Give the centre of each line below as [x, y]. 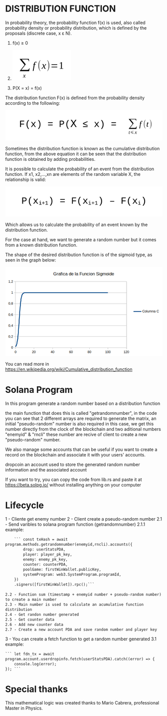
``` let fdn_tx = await [30, 654]
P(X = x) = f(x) [27, 88]
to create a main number [31, 600]
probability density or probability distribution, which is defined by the [76, 28]
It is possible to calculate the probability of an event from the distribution [80, 169]
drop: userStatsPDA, [44, 550]
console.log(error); [35, 664]
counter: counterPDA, [46, 565]
